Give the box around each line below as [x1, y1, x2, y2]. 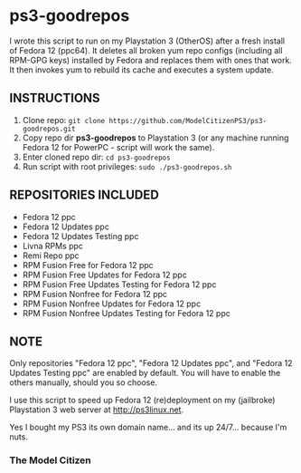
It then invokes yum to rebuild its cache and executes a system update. [9, 64, 274, 75]
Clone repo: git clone [22, 114, 106, 125]
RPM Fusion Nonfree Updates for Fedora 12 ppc [22, 298, 202, 309]
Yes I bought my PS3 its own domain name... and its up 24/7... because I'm [9, 422, 287, 433]
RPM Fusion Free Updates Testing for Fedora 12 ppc [22, 278, 217, 290]
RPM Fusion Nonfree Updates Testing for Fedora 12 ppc [22, 307, 230, 318]
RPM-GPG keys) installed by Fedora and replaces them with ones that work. [9, 54, 292, 65]
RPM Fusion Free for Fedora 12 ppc [22, 259, 154, 270]
